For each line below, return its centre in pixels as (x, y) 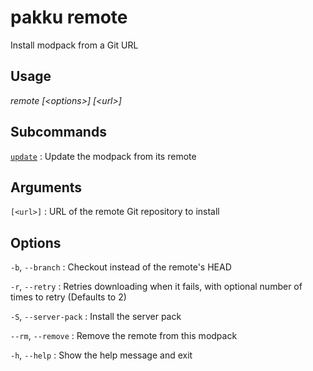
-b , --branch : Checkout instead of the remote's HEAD (121, 267)
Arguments (46, 187)
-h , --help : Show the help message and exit (101, 355)
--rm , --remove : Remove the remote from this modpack (124, 336)
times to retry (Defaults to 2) (68, 297)
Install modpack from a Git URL (74, 45)
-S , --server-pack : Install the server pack (96, 317)
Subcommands (58, 132)
